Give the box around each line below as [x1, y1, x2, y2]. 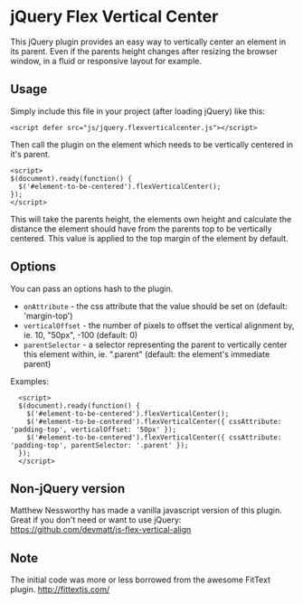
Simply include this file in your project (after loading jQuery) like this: [10, 106, 266, 117]
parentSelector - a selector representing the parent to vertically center [23, 339, 288, 350]
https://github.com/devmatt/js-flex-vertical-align [10, 524, 192, 535]
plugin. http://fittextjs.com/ [10, 584, 110, 595]
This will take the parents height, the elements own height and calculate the [10, 213, 292, 224]
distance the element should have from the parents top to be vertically [10, 223, 272, 234]
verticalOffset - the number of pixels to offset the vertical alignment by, [23, 319, 295, 331]
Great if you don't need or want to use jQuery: [10, 514, 182, 525]
